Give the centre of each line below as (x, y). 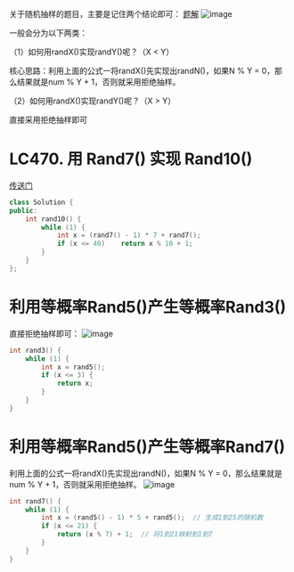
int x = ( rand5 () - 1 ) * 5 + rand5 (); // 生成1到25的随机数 (152, 518)
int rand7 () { (36, 501)
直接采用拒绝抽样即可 (48, 120)
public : (24, 210)
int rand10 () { (53, 219)
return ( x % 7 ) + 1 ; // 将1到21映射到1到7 (135, 535)
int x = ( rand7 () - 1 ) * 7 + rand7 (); (129, 235)
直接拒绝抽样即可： (45, 333)
